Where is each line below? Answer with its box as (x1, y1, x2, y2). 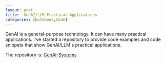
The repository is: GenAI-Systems (5, 52, 77, 58)
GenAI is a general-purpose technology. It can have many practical (5, 31, 147, 37)
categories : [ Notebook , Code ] (5, 17, 68, 22)
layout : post (5, 7, 33, 13)
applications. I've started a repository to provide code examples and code (5, 36, 161, 43)
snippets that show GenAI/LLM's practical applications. (5, 42, 122, 48)
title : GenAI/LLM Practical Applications (5, 12, 97, 17)
